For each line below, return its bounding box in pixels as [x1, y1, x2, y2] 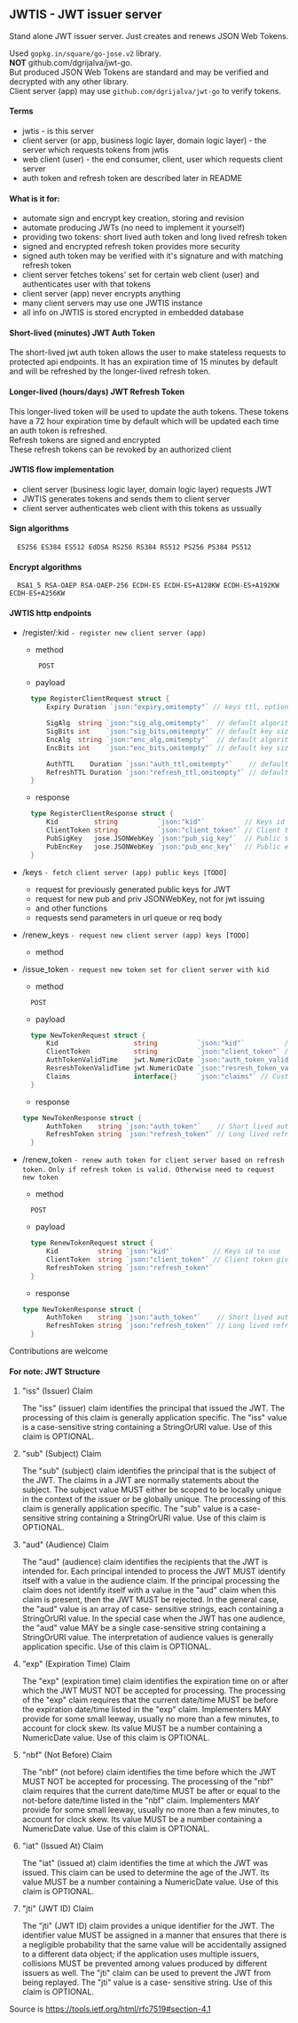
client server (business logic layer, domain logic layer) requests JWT [21, 484, 272, 494]
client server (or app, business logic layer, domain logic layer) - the [21, 135, 267, 146]
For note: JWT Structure [9, 1366, 100, 1377]
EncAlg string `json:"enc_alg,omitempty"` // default [45, 735, 257, 744]
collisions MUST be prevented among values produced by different [21, 1958, 268, 1969]
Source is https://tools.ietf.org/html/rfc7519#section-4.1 [9, 2003, 211, 2014]
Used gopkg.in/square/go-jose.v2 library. [9, 48, 161, 59]
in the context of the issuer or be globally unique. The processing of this [21, 1494, 286, 1505]
